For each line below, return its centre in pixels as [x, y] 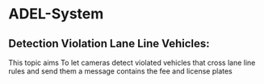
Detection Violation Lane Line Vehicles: [109, 44]
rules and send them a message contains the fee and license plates [120, 71]
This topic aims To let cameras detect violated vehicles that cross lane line [132, 62]
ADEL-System [56, 14]
